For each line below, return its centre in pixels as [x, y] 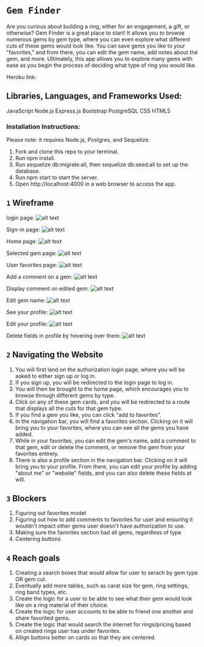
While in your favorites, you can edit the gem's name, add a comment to [105, 441]
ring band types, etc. [41, 592]
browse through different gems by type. [65, 395]
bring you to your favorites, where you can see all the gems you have [102, 427]
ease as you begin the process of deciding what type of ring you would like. [101, 65]
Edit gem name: [26, 300]
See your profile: [27, 312]
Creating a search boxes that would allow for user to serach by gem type [106, 573]
